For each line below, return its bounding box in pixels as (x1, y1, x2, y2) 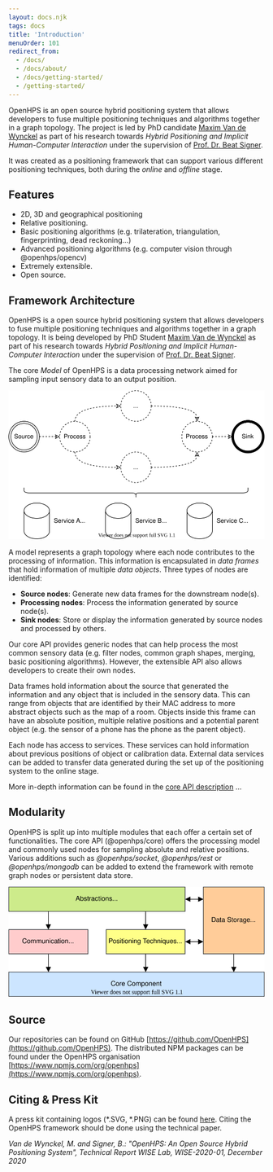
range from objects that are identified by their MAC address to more (8, 698, 236, 708)
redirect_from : (8, 47, 60, 56)
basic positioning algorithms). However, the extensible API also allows (8, 656, 242, 666)
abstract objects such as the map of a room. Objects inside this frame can (8, 707, 256, 717)
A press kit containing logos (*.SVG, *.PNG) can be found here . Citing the (8, 1114, 252, 1124)
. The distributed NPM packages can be (110, 1043, 244, 1053)
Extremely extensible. (19, 261, 93, 271)
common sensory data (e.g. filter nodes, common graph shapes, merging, (8, 647, 256, 657)
